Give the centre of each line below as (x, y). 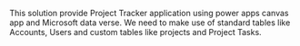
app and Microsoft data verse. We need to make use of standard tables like (150, 23)
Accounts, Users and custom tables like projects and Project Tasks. (135, 32)
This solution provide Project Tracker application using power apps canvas (149, 13)
